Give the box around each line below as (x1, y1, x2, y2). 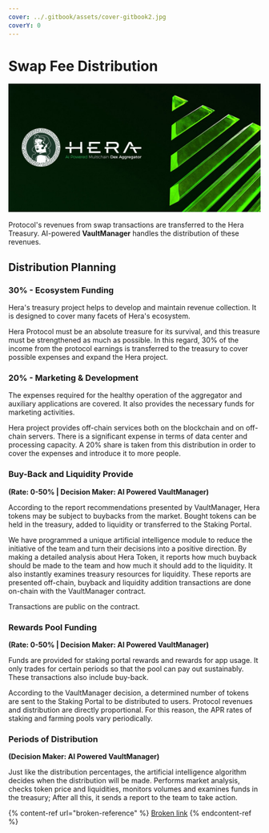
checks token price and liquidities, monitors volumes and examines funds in (8, 784, 259, 794)
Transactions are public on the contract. (8, 601, 140, 611)
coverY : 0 (8, 21, 42, 30)
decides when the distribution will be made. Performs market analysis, (8, 776, 240, 786)
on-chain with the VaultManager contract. (8, 586, 147, 596)
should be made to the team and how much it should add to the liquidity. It (8, 560, 253, 570)
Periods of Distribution (8, 734, 98, 745)
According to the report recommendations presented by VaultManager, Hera (8, 502, 260, 512)
